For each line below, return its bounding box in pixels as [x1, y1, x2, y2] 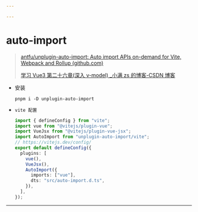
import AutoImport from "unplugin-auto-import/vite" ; [14, 134, 150, 140]
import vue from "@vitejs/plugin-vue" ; [14, 123, 113, 129]
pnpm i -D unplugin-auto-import [14, 95, 94, 102]
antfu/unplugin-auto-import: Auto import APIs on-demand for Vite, [20, 53, 181, 60]
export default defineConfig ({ [14, 145, 92, 151]
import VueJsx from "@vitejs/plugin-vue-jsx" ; [14, 128, 131, 134]
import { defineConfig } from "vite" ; [14, 117, 110, 124]
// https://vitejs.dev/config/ [14, 140, 92, 145]
